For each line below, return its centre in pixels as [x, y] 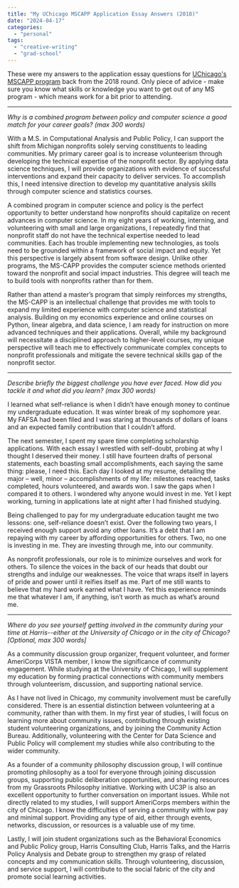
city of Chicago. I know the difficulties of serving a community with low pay [118, 810]
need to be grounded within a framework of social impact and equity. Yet [114, 250]
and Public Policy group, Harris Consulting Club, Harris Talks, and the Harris [119, 846]
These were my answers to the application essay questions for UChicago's [117, 74]
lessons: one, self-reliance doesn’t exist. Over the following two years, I [112, 522]
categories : [25, 27]
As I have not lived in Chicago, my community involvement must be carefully [119, 697]
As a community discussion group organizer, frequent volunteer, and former [118, 654]
